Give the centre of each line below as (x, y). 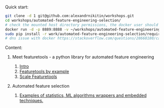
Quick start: (17, 7)
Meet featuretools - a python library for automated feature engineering (83, 57)
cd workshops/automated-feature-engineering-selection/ (63, 20)
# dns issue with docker (30, 38)
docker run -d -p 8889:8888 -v (37, 29)
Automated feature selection (41, 86)
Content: (14, 47)
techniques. (31, 101)
